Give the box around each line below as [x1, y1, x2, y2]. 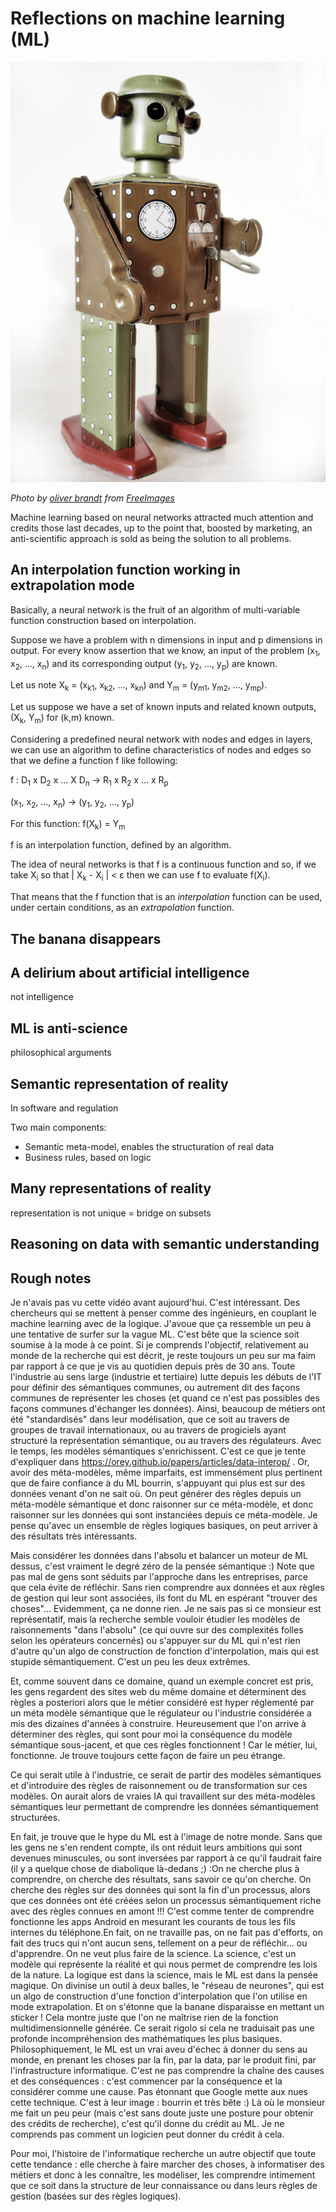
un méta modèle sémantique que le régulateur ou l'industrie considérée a [10, 1707, 312, 1719]
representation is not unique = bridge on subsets [10, 1207, 212, 1219]
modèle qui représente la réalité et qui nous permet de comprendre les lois [10, 1958, 318, 1970]
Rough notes [10, 1270, 92, 1287]
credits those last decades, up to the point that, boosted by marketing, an [10, 522, 313, 534]
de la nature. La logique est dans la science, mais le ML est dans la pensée [10, 1968, 318, 1981]
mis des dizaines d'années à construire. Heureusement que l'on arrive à [10, 1717, 307, 1729]
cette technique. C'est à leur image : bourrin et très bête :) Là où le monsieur [10, 2096, 326, 2108]
